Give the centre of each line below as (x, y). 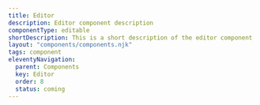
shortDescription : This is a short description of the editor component (130, 37)
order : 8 (30, 81)
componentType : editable (49, 30)
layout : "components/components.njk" (70, 45)
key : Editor (35, 74)
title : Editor (32, 15)
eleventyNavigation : (42, 60)
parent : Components (47, 67)
